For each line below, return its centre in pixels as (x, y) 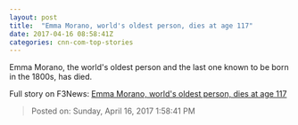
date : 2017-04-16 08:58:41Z (62, 34)
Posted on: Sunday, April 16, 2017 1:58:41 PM (113, 111)
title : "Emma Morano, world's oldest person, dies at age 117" (131, 26)
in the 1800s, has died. (51, 77)
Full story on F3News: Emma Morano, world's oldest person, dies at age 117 (148, 94)
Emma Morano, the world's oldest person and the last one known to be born (149, 67)
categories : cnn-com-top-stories (71, 42)
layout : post (33, 17)
